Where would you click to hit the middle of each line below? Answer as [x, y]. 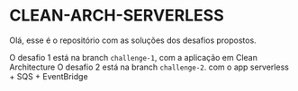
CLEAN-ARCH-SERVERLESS [117, 16]
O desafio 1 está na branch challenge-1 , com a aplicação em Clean [134, 57]
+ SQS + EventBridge [49, 76]
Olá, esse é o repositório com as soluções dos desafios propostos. [133, 40]
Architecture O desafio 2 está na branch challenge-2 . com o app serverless [149, 67]
